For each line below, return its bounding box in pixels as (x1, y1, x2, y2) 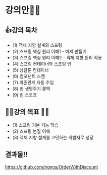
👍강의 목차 (5, 26, 38, 34)
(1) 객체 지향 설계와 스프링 (12, 42, 63, 48)
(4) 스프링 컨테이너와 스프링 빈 (12, 61, 72, 67)
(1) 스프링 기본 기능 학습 (12, 122, 58, 128)
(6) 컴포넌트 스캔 (12, 73, 45, 79)
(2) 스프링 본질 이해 (12, 128, 51, 134)
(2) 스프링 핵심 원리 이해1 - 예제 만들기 (12, 48, 87, 54)
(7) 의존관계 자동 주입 (12, 80, 54, 85)
